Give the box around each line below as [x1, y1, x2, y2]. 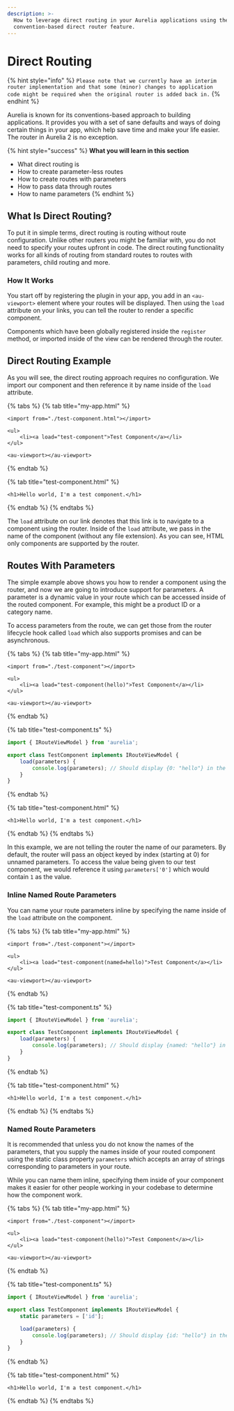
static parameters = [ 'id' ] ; [19, 1313, 104, 1320]
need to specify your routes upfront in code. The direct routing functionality [7, 244, 224, 252]
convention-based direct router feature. [13, 23, 136, 30]
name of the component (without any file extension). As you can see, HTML [7, 532, 224, 540]
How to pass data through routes [17, 182, 112, 191]
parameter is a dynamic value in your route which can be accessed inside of [7, 593, 226, 601]
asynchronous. [7, 636, 50, 644]
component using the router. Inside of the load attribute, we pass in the [7, 524, 211, 533]
